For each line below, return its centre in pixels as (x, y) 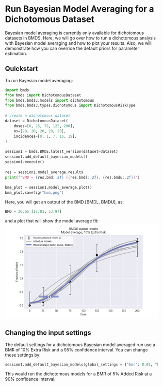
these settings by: (23, 355)
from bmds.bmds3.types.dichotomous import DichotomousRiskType (70, 106)
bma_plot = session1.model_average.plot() (49, 188)
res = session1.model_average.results (44, 172)
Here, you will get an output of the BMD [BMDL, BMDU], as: (65, 202)
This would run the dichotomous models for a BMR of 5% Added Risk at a (78, 374)
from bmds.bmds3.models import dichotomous (50, 100)
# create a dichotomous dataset (38, 116)
